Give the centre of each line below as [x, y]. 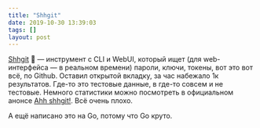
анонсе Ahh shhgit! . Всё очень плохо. [71, 101]
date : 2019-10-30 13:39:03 [52, 23]
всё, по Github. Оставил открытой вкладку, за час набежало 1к [114, 76]
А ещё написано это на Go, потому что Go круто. [90, 116]
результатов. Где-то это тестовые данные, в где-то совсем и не [116, 84]
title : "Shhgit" [35, 15]
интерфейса [28, 68]
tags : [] [22, 30]
